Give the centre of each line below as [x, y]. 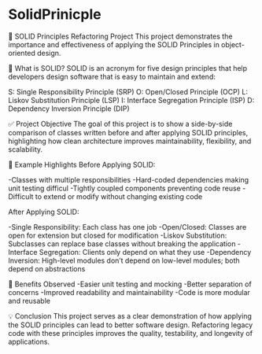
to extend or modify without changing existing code [119, 196]
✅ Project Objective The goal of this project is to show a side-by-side [120, 124]
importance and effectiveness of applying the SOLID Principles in [114, 44]
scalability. [26, 149]
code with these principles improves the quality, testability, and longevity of [131, 333]
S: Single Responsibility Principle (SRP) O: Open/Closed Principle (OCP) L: [128, 91]
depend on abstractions [47, 268]
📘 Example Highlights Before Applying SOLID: [82, 164]
